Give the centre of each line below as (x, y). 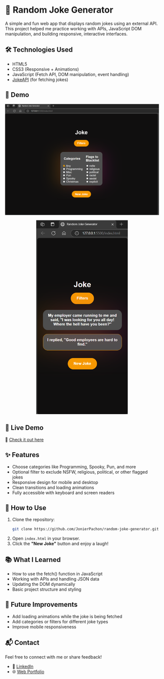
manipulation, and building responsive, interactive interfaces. (66, 34)
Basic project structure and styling (47, 589)
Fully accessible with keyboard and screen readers (63, 493)
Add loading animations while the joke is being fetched (67, 616)
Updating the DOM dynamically (44, 584)
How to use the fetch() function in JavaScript (57, 574)
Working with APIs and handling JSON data (56, 579)
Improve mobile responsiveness (44, 627)
